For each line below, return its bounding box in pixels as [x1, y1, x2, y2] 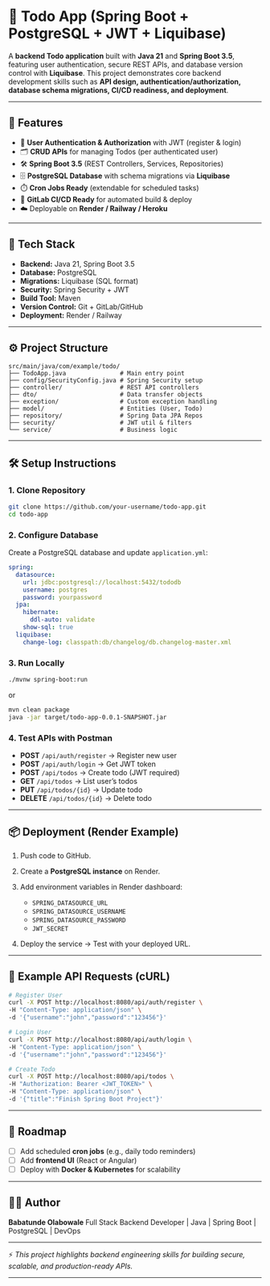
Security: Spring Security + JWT [19, 284, 130, 294]
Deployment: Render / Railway [19, 310, 122, 320]
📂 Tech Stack [8, 238, 76, 251]
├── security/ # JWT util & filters [8, 419, 193, 427]
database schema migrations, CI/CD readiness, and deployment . [8, 85, 229, 95]
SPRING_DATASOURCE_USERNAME [31, 907, 126, 915]
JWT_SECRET [31, 924, 69, 933]
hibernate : [22, 608, 59, 616]
